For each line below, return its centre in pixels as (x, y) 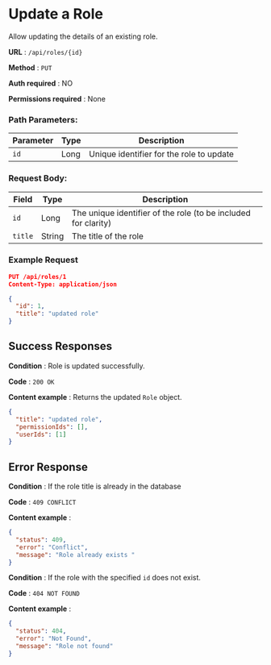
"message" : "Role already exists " (75, 555)
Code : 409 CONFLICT (42, 502)
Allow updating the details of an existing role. (83, 36)
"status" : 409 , (41, 540)
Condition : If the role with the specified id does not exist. (105, 578)
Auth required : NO (41, 83)
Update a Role (56, 14)
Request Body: (38, 178)
